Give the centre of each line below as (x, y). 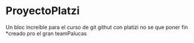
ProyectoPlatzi (43, 11)
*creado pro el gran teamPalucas (46, 33)
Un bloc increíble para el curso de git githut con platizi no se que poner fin (97, 27)
